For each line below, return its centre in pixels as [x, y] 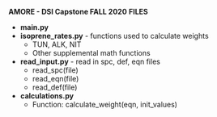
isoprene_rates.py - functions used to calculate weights [114, 36]
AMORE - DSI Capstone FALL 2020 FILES [78, 12]
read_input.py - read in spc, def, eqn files [90, 61]
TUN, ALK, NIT [57, 44]
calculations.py [47, 96]
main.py [34, 27]
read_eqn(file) [55, 79]
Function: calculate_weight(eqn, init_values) [105, 104]
